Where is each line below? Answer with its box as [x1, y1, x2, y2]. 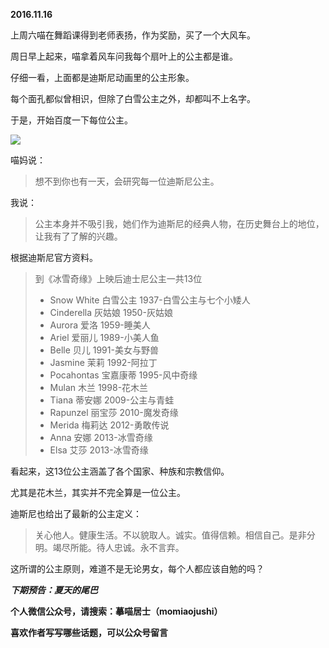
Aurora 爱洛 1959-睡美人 [49, 319, 151, 331]
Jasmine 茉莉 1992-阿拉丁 [49, 357, 158, 368]
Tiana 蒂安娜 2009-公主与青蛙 [49, 394, 175, 406]
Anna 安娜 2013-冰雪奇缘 [49, 432, 153, 443]
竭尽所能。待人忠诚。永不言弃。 [52, 542, 185, 553]
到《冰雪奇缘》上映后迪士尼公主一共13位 [34, 273, 203, 284]
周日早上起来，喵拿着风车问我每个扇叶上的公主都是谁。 [10, 50, 238, 62]
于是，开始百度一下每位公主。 [10, 114, 133, 126]
